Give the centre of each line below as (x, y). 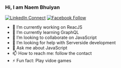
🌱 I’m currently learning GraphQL (45, 33)
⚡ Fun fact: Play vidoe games (42, 61)
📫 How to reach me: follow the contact (52, 53)
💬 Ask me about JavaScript (40, 48)
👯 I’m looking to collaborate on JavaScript (54, 37)
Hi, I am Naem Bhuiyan (32, 7)
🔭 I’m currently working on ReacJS (47, 27)
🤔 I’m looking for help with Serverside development (64, 43)
